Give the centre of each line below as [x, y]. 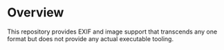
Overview [36, 13]
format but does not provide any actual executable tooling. [91, 38]
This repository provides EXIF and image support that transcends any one [112, 32]
